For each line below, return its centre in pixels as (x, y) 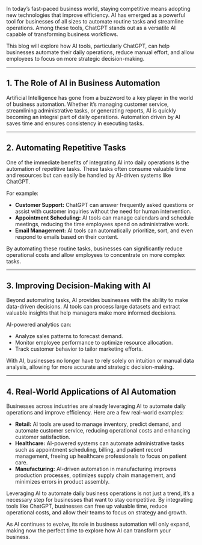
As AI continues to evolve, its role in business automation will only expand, (98, 524)
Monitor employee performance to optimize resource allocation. (94, 343)
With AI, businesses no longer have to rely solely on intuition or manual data (100, 361)
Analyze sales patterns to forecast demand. (69, 336)
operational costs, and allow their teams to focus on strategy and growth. (97, 513)
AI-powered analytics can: (39, 325)
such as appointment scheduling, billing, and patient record (88, 450)
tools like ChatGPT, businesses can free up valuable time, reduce (87, 506)
